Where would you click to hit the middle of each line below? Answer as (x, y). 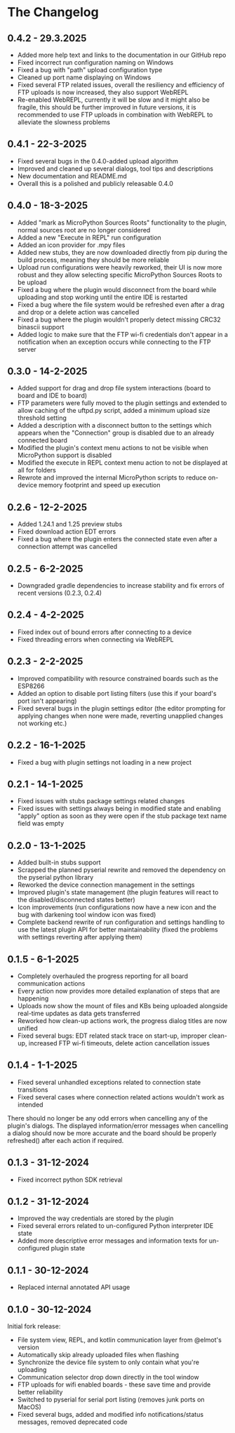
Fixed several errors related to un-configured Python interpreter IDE (115, 1226)
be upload (32, 282)
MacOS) (29, 1407)
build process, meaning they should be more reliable (93, 260)
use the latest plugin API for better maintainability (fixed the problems (118, 930)
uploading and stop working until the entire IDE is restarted (102, 297)
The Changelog (53, 12)
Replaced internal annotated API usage (74, 1287)
